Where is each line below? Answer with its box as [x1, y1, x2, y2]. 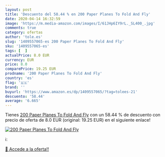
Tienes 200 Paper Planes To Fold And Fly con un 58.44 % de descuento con [5, 112, 161, 118]
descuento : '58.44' [5, 94, 45, 99]
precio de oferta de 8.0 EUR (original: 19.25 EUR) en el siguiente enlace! [5, 117, 151, 123]
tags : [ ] [5, 48, 28, 53]
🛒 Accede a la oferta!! [5, 146, 49, 152]
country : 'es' [5, 76, 34, 80]
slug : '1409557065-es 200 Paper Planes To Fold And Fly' [5, 39, 125, 44]
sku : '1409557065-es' [5, 44, 50, 49]
